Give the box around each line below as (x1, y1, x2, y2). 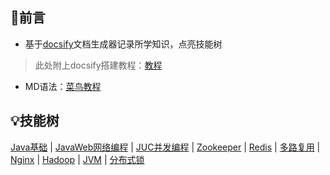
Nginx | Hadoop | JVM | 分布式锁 (10, 153, 145, 165)
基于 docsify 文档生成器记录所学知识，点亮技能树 (24, 38, 223, 50)
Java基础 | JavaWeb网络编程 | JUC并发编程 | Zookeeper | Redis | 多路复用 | (10, 141, 321, 153)
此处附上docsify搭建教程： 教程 (34, 59, 163, 71)
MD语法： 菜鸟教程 (24, 80, 102, 92)
